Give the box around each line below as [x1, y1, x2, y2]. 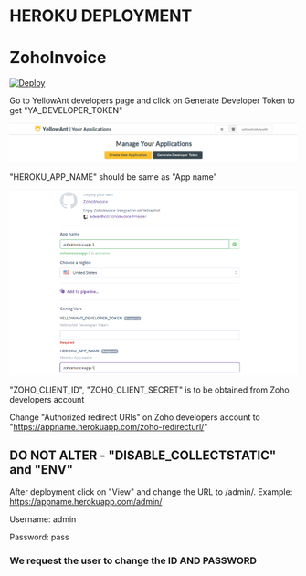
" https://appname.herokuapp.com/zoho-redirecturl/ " [9, 421, 208, 432]
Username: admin [9, 513, 77, 525]
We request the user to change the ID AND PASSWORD [9, 554, 258, 567]
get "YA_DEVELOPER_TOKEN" [9, 105, 123, 116]
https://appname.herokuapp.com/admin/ [9, 496, 163, 507]
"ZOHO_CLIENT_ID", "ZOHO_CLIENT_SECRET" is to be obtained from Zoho [9, 384, 290, 395]
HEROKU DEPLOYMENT [9, 5, 193, 26]
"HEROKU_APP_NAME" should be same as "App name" [9, 172, 217, 183]
